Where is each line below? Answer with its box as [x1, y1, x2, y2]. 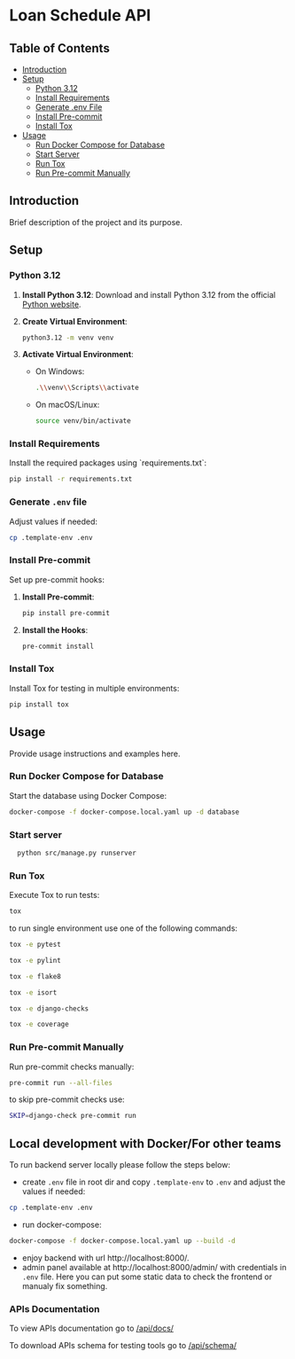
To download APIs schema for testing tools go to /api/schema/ [9, 1340, 237, 1351]
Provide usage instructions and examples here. [9, 748, 181, 759]
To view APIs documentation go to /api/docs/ [9, 1323, 175, 1334]
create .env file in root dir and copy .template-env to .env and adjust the [21, 1176, 286, 1188]
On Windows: [35, 366, 85, 377]
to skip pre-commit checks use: [9, 1094, 126, 1105]
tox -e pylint [9, 956, 62, 965]
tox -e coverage [9, 1020, 69, 1029]
